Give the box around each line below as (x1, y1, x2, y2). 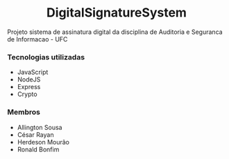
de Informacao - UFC (7, 35, 68, 43)
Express (17, 83, 41, 91)
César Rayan (17, 130, 54, 139)
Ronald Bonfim (17, 145, 60, 153)
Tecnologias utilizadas (7, 52, 85, 62)
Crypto (17, 90, 37, 98)
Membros (7, 107, 40, 117)
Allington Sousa (17, 123, 62, 131)
